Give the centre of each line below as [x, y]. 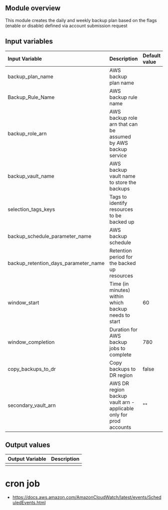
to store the [123, 182]
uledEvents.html [29, 502]
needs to [119, 315]
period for [121, 257]
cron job [22, 483]
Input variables [29, 41]
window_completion [31, 342]
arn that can [123, 124]
